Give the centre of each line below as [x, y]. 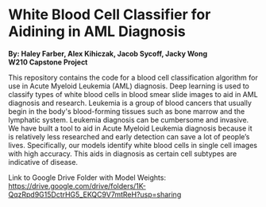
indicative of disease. [43, 162]
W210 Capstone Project [48, 62]
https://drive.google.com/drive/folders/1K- [77, 186]
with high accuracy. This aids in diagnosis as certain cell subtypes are [123, 154]
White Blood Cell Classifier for [110, 15]
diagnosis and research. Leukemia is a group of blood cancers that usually [130, 103]
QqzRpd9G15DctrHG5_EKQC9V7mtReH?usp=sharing [95, 194]
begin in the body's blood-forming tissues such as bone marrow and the [127, 111]
